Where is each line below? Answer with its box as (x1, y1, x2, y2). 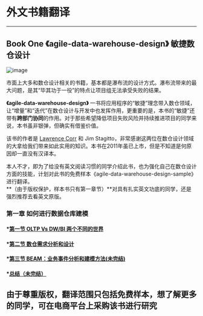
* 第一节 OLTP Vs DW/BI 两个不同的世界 (6, 226, 104, 233)
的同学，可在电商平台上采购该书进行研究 (6, 301, 157, 311)
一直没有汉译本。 (16, 150, 59, 157)
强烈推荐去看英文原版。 (6, 192, 65, 200)
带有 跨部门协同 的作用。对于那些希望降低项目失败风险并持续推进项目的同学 (6, 114, 192, 121)
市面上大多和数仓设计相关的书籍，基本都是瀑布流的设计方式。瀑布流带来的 (6, 79, 192, 86)
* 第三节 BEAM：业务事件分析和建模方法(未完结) (6, 255, 126, 262)
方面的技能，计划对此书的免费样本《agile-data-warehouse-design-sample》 (6, 170, 197, 177)
